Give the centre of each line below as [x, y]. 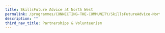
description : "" [22, 18]
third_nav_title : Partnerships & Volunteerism [54, 23]
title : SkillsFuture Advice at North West [49, 9]
